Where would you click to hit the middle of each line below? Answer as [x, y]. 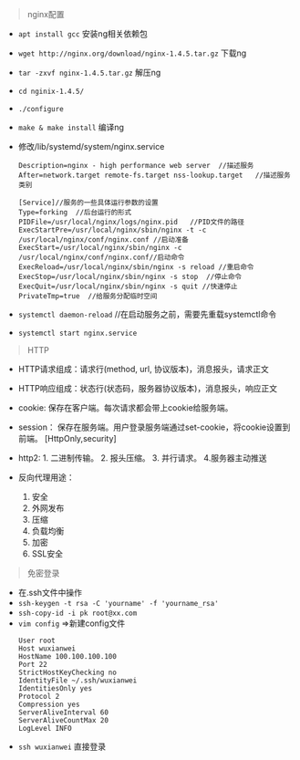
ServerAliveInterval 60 [63, 713]
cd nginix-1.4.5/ [51, 91]
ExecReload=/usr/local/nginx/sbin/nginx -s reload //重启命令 [136, 267]
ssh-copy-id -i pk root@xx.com [78, 613]
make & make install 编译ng [71, 127]
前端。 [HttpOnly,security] [67, 438]
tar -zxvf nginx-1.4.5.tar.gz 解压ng [89, 73]
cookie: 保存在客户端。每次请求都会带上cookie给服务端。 [125, 408]
